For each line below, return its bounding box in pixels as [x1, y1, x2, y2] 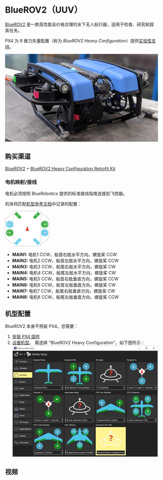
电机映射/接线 [5, 178, 37, 185]
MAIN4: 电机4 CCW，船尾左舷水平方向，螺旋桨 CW [12, 270, 116, 275]
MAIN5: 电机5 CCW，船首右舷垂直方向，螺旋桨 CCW [12, 275, 119, 282]
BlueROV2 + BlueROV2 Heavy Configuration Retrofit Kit [5, 166, 115, 171]
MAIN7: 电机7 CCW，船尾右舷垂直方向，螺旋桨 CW [12, 288, 115, 294]
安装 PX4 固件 [12, 334, 40, 340]
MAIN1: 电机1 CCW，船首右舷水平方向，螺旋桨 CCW [12, 251, 117, 257]
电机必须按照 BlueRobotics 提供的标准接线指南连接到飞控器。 [5, 190, 128, 196]
